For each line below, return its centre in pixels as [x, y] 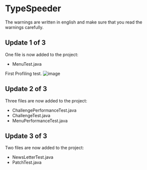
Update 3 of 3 [26, 136]
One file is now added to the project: [42, 54]
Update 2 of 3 [26, 89]
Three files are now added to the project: [46, 100]
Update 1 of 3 [25, 43]
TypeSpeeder [33, 9]
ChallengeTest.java [31, 115]
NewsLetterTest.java [33, 157]
